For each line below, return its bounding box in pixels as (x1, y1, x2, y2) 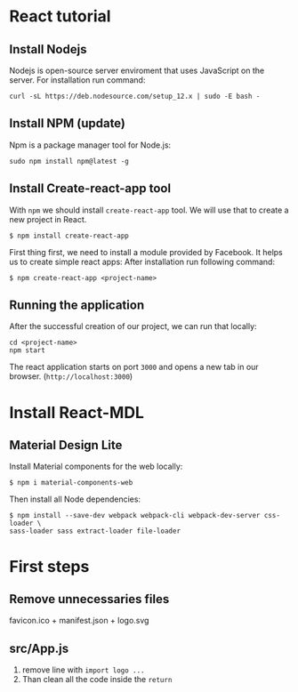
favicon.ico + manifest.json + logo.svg (9, 616, 149, 626)
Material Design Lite (9, 438, 123, 453)
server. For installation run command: (9, 75, 146, 85)
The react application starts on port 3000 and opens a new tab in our (9, 362, 260, 373)
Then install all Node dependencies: (9, 494, 141, 504)
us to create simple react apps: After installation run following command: (9, 256, 276, 267)
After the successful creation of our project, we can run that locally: (9, 321, 257, 332)
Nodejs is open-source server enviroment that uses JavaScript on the (9, 65, 265, 76)
